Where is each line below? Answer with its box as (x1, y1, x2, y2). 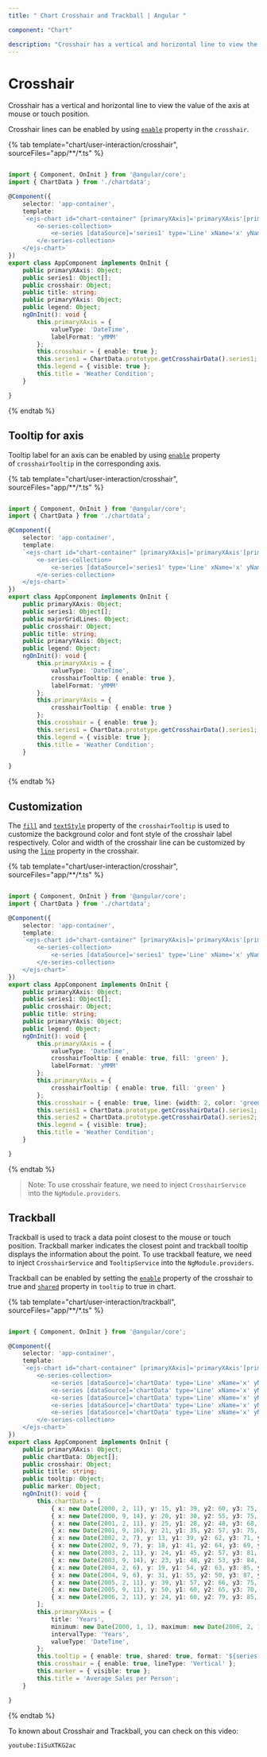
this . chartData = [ (37, 1497, 102, 1505)
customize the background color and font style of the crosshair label (8, 830, 233, 839)
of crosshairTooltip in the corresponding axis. (8, 459, 161, 468)
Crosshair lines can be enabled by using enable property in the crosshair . (8, 125, 250, 134)
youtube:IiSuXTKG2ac (8, 1741, 77, 1749)
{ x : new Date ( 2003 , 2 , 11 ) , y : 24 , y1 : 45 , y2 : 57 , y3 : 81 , (50, 1549, 258, 1557)
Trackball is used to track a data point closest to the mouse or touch (8, 1233, 231, 1242)
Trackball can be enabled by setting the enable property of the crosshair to (8, 1273, 253, 1283)
